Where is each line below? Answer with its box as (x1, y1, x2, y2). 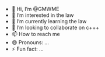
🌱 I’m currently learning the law (11, 18, 87, 24)
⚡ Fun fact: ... (11, 45, 44, 52)
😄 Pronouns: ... (11, 39, 50, 46)
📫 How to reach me (11, 31, 60, 37)
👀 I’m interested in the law (11, 12, 74, 19)
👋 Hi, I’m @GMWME (11, 6, 60, 12)
